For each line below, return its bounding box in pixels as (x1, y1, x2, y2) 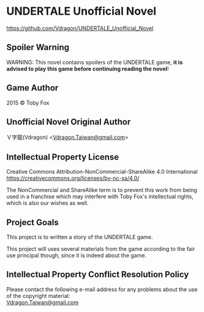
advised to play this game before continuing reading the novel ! (6, 65, 169, 72)
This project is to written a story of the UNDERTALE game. (6, 234, 153, 240)
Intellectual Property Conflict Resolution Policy (6, 269, 189, 280)
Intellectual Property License (6, 152, 119, 162)
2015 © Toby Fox (6, 99, 50, 106)
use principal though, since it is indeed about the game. (6, 252, 147, 259)
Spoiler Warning (6, 42, 69, 53)
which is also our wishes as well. (6, 199, 89, 207)
